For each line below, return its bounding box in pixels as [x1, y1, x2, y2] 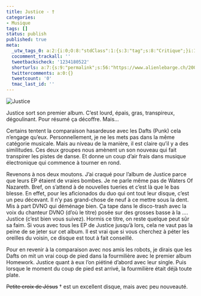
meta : [6, 43, 20, 49]
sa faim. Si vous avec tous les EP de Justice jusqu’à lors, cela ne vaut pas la [6, 222, 193, 228]
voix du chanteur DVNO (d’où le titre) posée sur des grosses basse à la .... [6, 209, 188, 216]
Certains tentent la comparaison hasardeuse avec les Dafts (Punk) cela [6, 127, 181, 134]
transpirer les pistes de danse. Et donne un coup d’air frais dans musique [6, 153, 187, 159]
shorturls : [11, 64, 39, 71]
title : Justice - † [6, 8, 55, 15]
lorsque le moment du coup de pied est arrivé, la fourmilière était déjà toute [6, 265, 193, 272]
